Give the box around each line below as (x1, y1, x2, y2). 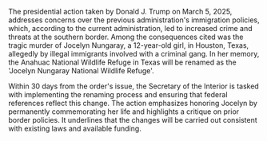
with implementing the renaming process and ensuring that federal (8, 90, 228, 99)
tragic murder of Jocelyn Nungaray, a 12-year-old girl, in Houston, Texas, (8, 41, 249, 50)
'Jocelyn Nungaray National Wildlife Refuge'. (8, 66, 154, 75)
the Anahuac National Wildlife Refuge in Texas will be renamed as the (8, 57, 237, 67)
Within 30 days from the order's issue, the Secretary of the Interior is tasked (8, 81, 260, 91)
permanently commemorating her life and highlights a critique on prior (8, 107, 240, 116)
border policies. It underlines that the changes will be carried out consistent (8, 116, 257, 124)
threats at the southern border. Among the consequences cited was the (8, 32, 244, 41)
